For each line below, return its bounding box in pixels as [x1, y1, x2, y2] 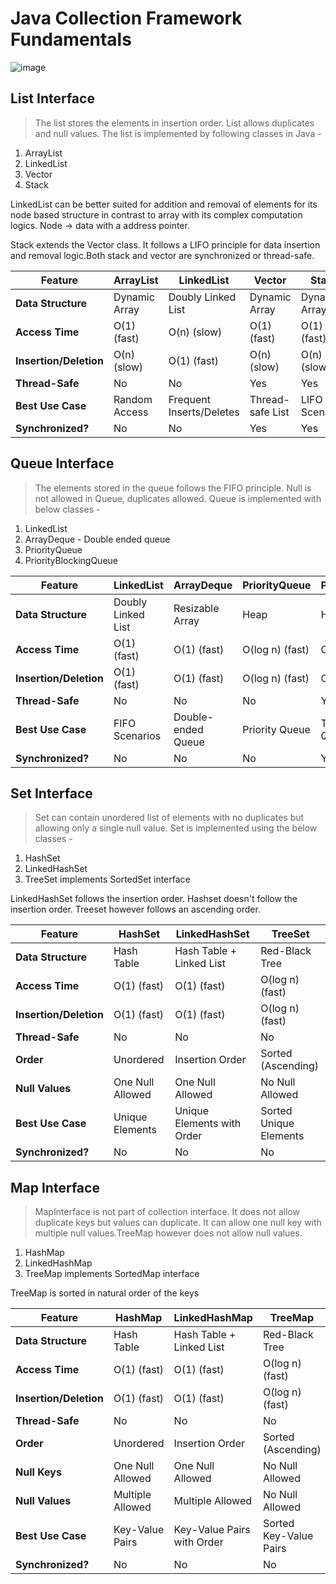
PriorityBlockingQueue [24, 554, 118, 566]
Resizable [173, 601, 220, 615]
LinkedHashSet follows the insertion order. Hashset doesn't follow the [10, 893, 298, 905]
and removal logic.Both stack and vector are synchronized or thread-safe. [10, 249, 315, 261]
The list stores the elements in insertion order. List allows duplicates [34, 117, 315, 129]
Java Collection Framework [10, 7, 243, 30]
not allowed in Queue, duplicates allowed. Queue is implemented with [34, 492, 322, 504]
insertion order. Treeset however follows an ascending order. [10, 903, 261, 916]
